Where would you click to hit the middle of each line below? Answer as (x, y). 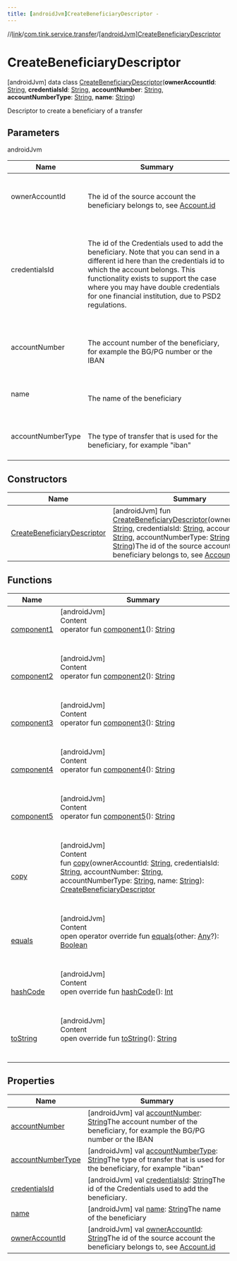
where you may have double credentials (154, 288)
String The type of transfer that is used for (156, 1159)
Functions (30, 580)
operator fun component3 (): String (117, 723)
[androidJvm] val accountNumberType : (153, 1150)
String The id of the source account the (152, 1238)
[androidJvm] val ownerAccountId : (145, 1229)
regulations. (107, 305)
